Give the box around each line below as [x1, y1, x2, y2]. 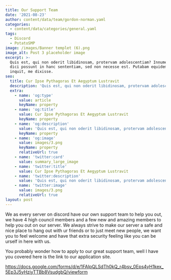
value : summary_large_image [18, 159, 79, 164]
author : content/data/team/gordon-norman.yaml [5, 17, 106, 22]
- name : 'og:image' [14, 136, 56, 141]
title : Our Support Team [5, 7, 58, 13]
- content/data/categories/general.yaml [10, 27, 97, 32]
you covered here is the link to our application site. [5, 253, 111, 260]
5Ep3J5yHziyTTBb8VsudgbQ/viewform [5, 269, 88, 275]
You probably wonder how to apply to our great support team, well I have [5, 248, 159, 254]
